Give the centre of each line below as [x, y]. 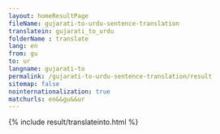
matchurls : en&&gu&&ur [47, 99]
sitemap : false [34, 84]
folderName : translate [49, 39]
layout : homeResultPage [49, 16]
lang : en [23, 46]
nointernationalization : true [60, 91]
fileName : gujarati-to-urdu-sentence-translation [94, 24]
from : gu [23, 54]
